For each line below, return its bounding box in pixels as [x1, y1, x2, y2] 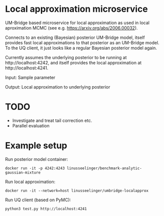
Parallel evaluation [12, 123, 50, 128]
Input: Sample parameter [5, 74, 56, 80]
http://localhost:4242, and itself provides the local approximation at [5, 60, 142, 65]
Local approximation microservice [5, 3, 148, 15]
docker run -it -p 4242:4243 [5, 166, 65, 171]
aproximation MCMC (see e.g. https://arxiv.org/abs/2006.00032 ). [5, 25, 138, 31]
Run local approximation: [5, 179, 56, 185]
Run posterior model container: [5, 156, 68, 162]
